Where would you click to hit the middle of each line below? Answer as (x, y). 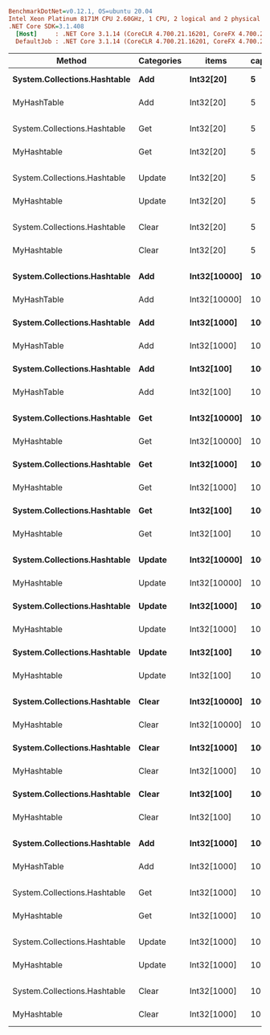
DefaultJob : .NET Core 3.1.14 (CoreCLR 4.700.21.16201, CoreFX (125, 41)
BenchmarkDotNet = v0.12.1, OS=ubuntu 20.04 (80, 11)
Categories (160, 61)
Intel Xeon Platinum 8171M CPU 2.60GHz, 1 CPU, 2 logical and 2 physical (135, 18)
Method (71, 61)
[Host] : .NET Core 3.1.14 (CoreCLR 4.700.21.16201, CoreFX (125, 34)
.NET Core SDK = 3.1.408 (46, 26)
